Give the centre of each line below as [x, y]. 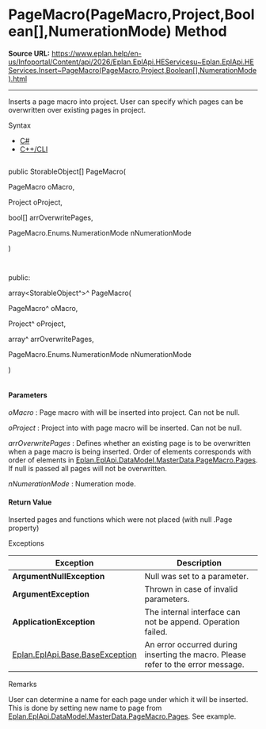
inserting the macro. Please [196, 654]
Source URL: [29, 53]
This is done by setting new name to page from [85, 708]
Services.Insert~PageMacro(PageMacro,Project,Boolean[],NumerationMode [133, 70]
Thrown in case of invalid [191, 589]
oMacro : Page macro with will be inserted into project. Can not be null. [124, 412]
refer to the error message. [194, 665]
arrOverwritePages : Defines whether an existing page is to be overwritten [129, 443]
